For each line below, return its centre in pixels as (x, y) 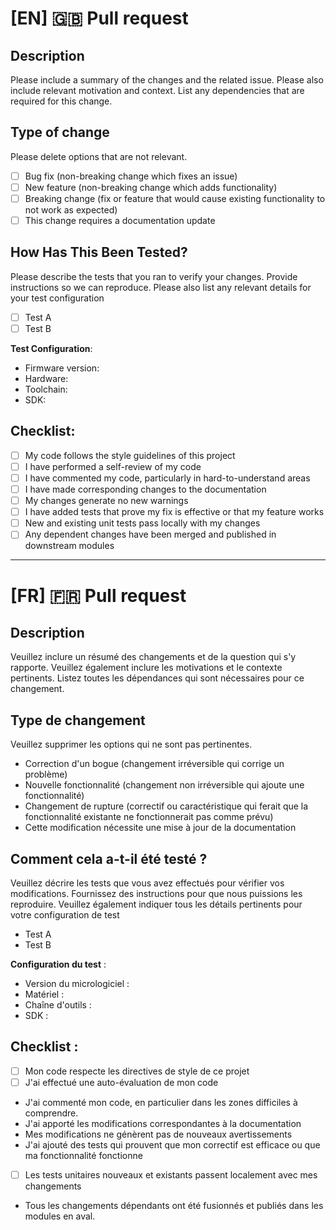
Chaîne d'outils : (58, 1004)
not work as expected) (71, 210)
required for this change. (61, 101)
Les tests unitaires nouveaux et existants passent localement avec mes (171, 1174)
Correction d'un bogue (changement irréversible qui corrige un (154, 764)
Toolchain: (46, 389)
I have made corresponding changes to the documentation (145, 489)
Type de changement (78, 720)
